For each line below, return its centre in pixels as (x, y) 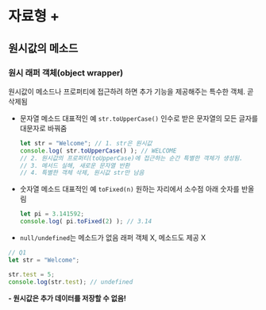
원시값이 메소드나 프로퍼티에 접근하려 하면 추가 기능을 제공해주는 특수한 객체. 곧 (131, 91)
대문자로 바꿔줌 (43, 128)
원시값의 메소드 (43, 48)
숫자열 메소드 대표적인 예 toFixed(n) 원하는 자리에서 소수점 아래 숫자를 (129, 189)
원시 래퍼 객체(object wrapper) (66, 72)
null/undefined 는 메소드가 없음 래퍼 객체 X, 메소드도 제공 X (113, 238)
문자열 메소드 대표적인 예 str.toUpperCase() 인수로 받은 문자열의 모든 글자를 (139, 118)
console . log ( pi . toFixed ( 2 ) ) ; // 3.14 (86, 222)
